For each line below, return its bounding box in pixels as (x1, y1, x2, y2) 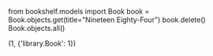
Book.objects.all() (8, 24, 65, 32)
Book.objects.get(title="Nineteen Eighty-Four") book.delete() (8, 15, 207, 24)
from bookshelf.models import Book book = (8, 7, 150, 16)
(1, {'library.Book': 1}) (8, 39, 77, 48)
